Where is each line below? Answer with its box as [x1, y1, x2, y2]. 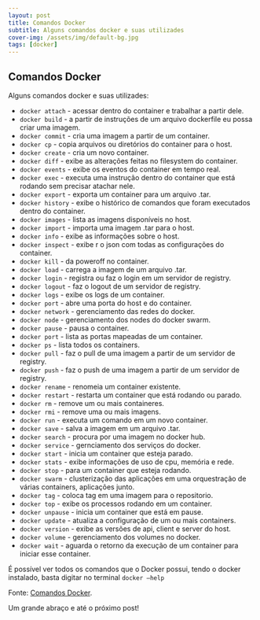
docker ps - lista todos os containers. [19, 340, 140, 349]
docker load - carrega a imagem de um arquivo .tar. [19, 264, 187, 274]
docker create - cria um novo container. [19, 147, 149, 157]
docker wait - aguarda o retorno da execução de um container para [19, 541, 239, 550]
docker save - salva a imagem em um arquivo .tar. [19, 423, 181, 433]
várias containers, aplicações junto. [19, 482, 135, 492]
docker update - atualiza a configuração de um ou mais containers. [19, 515, 236, 525]
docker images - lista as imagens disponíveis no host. [19, 214, 192, 224]
